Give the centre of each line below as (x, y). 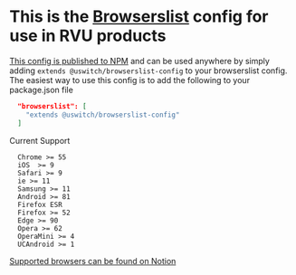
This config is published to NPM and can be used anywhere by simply (139, 61)
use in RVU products (88, 36)
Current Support (40, 140)
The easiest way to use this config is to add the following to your (130, 80)
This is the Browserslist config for (139, 17)
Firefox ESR (40, 204)
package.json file (42, 90)
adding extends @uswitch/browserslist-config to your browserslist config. (148, 71)
